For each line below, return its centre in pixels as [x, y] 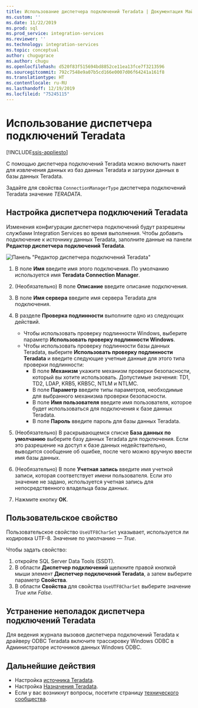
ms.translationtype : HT [35, 77]
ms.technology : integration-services [52, 45]
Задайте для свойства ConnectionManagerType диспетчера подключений [96, 187]
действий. [27, 321]
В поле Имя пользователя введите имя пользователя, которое [112, 402]
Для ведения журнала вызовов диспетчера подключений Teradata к [93, 635]
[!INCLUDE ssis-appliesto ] [37, 152]
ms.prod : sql [22, 28]
